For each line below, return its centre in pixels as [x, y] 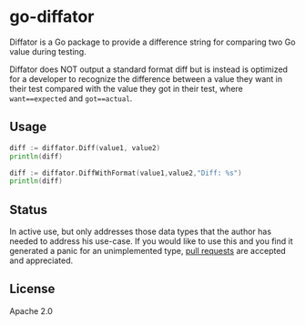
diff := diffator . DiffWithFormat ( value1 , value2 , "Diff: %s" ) [126, 173]
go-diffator [52, 17]
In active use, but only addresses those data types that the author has [140, 232]
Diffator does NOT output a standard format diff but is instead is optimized [149, 69]
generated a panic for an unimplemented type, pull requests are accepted [148, 251]
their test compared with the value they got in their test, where [127, 88]
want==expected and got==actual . [71, 98]
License [32, 289]
